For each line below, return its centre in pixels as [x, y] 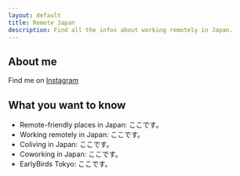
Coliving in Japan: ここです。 [66, 144]
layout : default [35, 15]
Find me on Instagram [44, 81]
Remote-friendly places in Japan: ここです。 [91, 125]
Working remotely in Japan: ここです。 [82, 135]
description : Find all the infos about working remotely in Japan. [121, 30]
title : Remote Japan [42, 23]
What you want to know [67, 105]
